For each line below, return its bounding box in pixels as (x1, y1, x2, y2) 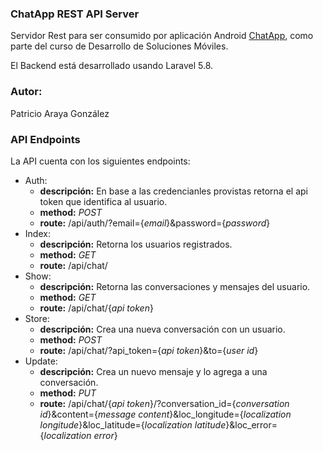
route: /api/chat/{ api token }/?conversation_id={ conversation (39, 397, 290, 409)
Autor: (10, 85, 43, 99)
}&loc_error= (225, 418, 278, 431)
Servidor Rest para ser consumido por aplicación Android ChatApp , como (10, 30, 314, 42)
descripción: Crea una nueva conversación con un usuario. (39, 323, 286, 335)
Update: (24, 355, 58, 367)
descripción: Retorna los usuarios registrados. (39, 238, 233, 250)
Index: (24, 227, 51, 239)
